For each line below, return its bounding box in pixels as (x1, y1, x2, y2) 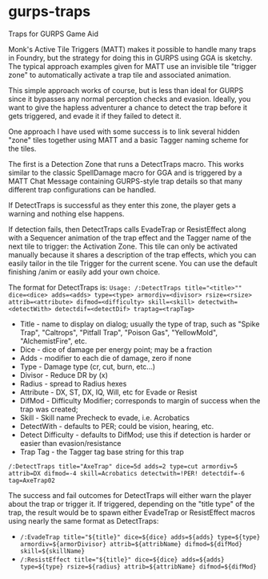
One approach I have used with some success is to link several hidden (8, 127, 240, 136)
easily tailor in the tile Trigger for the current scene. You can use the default (8, 258, 258, 268)
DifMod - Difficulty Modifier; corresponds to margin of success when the (19, 395, 261, 405)
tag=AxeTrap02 (8, 476, 56, 484)
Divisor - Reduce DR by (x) (19, 370, 108, 379)
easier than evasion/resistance (19, 438, 122, 447)
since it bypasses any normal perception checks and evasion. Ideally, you (8, 94, 251, 103)
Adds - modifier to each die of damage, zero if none (19, 353, 192, 362)
